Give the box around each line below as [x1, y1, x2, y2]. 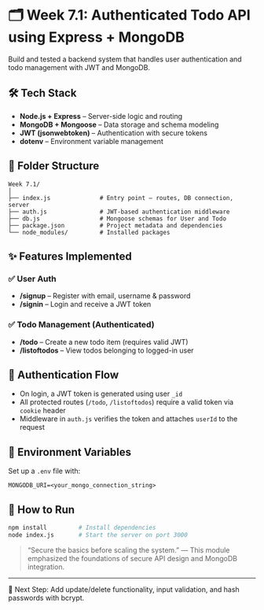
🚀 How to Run [8, 503, 75, 516]
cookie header [19, 406, 67, 416]
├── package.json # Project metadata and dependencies [8, 221, 223, 229]
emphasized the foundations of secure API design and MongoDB [27, 553, 238, 563]
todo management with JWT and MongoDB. [8, 62, 151, 72]
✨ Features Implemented [8, 250, 132, 263]
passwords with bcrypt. [8, 593, 85, 602]
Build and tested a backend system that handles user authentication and [8, 54, 242, 64]
